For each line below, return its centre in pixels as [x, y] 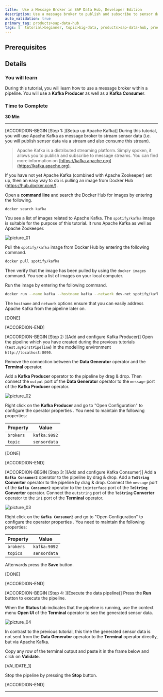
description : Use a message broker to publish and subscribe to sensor [79, 14]
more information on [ [39, 160]
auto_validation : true [28, 18]
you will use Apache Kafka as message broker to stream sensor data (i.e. [78, 136]
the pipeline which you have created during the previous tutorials [70, 342]
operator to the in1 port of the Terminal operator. [54, 498]
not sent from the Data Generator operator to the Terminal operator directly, [81, 637]
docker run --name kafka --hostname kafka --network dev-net [68, 294]
